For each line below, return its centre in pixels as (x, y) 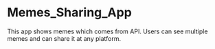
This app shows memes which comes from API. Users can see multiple (107, 31)
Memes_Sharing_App (69, 13)
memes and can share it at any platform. (64, 38)
